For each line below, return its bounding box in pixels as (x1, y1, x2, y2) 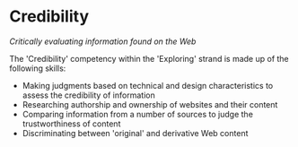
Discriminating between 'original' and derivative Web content (22, 127, 249, 138)
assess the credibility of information (22, 90, 155, 100)
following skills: (9, 63, 66, 73)
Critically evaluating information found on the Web (9, 36, 197, 47)
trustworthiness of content (22, 118, 121, 129)
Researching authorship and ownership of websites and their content (22, 99, 278, 109)
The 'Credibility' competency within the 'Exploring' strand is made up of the (9, 53, 289, 64)
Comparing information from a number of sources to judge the (22, 108, 254, 119)
